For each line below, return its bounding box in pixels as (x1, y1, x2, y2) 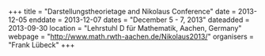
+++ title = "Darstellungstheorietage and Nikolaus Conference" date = (8, 7, 237, 16)
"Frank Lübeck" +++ (8, 40, 75, 50)
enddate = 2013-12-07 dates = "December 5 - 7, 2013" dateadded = (28, 15, 250, 24)
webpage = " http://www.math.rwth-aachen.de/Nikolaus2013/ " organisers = (8, 32, 255, 41)
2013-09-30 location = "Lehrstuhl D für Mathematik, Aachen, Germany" (8, 24, 242, 32)
